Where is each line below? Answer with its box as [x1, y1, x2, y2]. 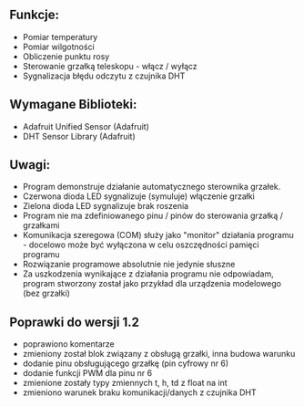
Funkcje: [9, 7, 60, 23]
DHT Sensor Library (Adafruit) [22, 130, 136, 141]
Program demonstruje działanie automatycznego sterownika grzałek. [22, 182, 281, 193]
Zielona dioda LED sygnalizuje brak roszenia [22, 201, 189, 212]
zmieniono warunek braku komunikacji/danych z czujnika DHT [22, 387, 257, 398]
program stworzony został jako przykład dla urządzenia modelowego [22, 278, 282, 289]
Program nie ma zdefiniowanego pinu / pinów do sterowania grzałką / [22, 210, 284, 222]
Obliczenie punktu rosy [22, 50, 110, 62]
